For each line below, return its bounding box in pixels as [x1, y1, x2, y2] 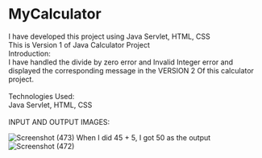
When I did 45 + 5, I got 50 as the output [76, 132, 211, 142]
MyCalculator [8, 5, 102, 23]
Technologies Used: [8, 91, 75, 101]
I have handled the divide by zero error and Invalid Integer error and [8, 57, 234, 67]
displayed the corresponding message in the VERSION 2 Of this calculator [8, 65, 254, 75]
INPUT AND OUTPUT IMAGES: [8, 117, 110, 127]
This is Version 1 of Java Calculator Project [8, 39, 151, 49]
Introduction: [8, 48, 51, 58]
